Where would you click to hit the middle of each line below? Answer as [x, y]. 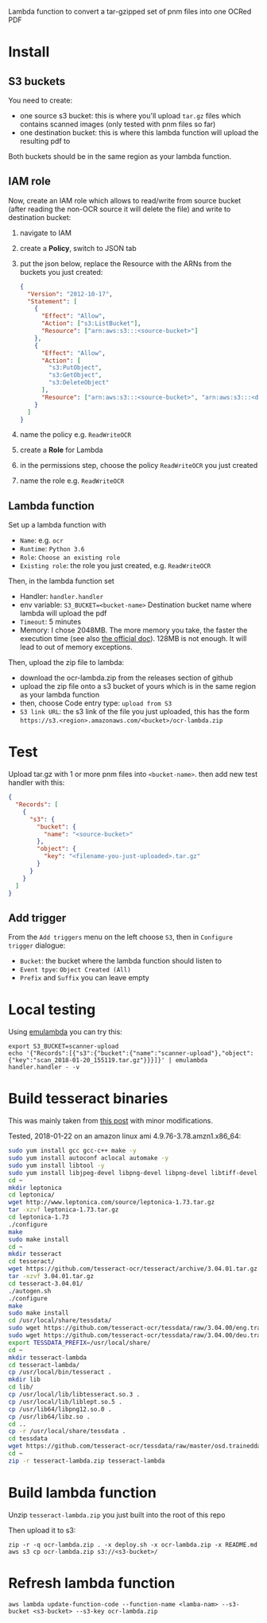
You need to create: [41, 100]
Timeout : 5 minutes [50, 622]
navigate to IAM [45, 233]
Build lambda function [82, 1492]
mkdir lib [25, 1380]
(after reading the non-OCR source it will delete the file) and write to [120, 209]
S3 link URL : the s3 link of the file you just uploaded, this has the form [135, 712]
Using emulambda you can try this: [66, 1032]
